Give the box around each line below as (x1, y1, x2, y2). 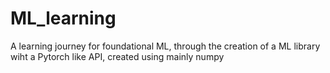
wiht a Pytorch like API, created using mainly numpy (10, 50, 225, 62)
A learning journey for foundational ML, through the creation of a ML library (10, 40, 321, 52)
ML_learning (10, 7, 117, 30)
